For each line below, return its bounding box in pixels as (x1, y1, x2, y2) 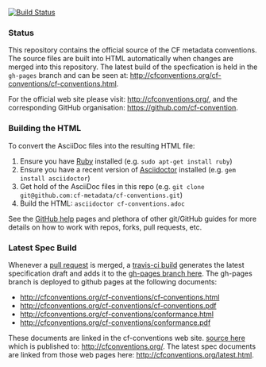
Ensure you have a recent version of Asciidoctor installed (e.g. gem (19, 164, 237, 174)
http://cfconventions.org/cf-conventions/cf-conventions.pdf (19, 300, 217, 310)
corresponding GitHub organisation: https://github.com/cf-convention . (8, 103, 238, 113)
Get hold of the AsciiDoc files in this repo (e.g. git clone (19, 181, 205, 191)
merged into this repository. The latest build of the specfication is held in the (8, 62, 258, 71)
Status (8, 27, 34, 38)
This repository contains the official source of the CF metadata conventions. (8, 45, 257, 55)
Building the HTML (8, 123, 82, 134)
